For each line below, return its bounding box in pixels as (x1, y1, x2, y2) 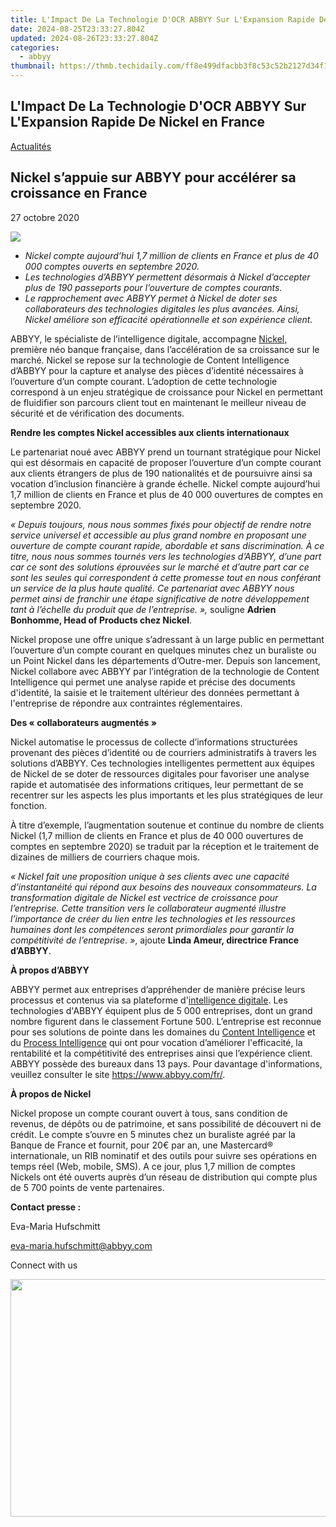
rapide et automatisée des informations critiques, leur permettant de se (10, 778, 304, 790)
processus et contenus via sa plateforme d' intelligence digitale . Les (10, 994, 288, 1006)
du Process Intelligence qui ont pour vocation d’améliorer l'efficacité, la (10, 1036, 303, 1048)
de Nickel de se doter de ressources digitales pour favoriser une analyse (10, 767, 310, 780)
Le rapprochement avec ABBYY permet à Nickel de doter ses (24, 292, 278, 304)
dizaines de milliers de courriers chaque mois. (10, 851, 200, 863)
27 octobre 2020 (10, 211, 80, 223)
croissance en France (10, 185, 148, 202)
